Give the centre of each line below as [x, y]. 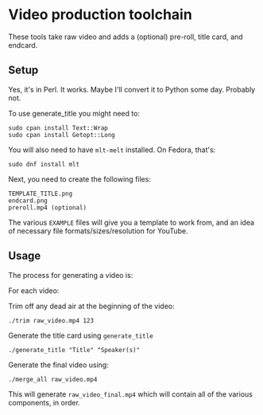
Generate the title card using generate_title [81, 335]
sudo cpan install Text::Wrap [58, 128]
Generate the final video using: [58, 365]
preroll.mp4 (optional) [48, 207]
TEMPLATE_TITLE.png [41, 194]
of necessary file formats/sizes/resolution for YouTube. [98, 231]
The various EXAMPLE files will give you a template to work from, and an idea [131, 222]
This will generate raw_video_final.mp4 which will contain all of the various [130, 394]
